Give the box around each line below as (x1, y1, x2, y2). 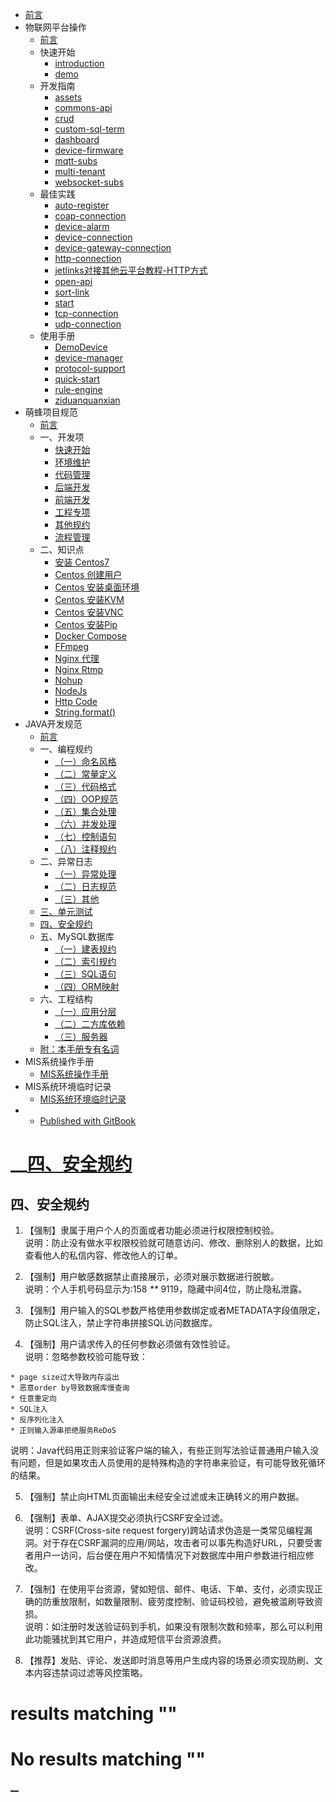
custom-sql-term (54, 123, 125, 135)
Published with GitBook (39, 1115, 137, 1127)
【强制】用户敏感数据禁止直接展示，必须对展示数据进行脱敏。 (24, 1271, 280, 1282)
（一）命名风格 (54, 756, 117, 767)
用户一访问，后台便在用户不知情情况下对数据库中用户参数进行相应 (33, 1549, 306, 1561)
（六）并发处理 (54, 818, 117, 830)
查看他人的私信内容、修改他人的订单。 (24, 1249, 183, 1261)
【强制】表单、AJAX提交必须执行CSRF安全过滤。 (24, 1512, 229, 1523)
